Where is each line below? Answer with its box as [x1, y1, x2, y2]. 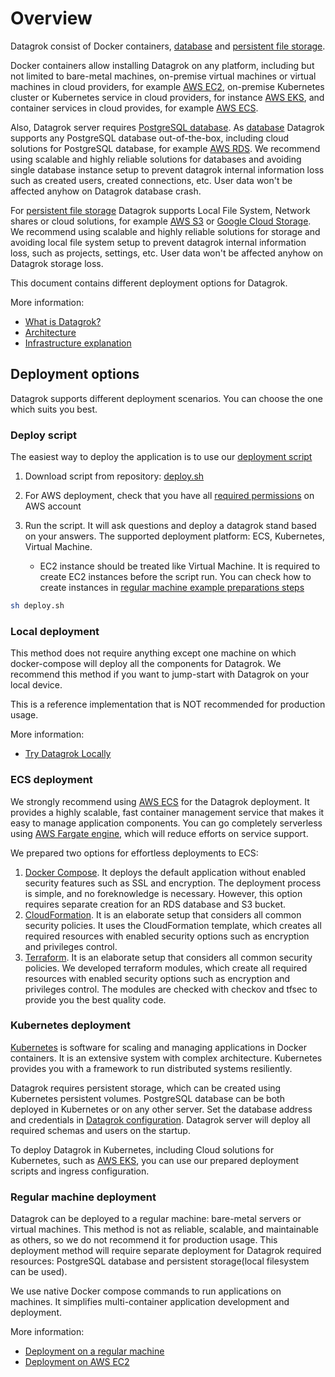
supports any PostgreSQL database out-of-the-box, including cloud [10, 132, 290, 144]
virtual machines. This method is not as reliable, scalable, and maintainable [10, 1223, 319, 1236]
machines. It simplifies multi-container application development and [10, 1296, 290, 1308]
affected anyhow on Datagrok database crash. [10, 185, 202, 197]
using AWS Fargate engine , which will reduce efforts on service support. [10, 827, 309, 839]
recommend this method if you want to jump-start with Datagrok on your [10, 668, 310, 681]
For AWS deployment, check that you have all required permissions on [24, 490, 315, 502]
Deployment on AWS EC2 [24, 1356, 130, 1368]
